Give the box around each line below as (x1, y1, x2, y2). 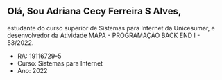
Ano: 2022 (17, 66, 48, 74)
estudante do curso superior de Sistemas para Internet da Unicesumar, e (7, 23, 215, 32)
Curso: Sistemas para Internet (17, 59, 103, 68)
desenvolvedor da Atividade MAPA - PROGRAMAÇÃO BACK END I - (7, 31, 200, 39)
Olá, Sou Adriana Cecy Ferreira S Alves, (7, 6, 182, 17)
